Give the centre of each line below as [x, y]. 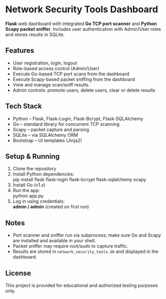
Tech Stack [24, 106]
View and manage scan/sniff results [50, 84]
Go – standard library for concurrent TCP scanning [66, 124]
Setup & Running [33, 156]
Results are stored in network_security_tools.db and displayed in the [86, 251]
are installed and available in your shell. [54, 241]
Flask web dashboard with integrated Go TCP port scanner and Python [81, 24]
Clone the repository [34, 169]
